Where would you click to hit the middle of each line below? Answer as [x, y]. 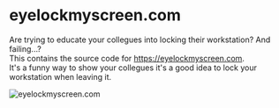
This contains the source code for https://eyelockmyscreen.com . [127, 58]
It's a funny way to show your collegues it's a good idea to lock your [133, 68]
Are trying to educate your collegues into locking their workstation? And [140, 40]
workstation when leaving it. [60, 76]
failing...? [25, 48]
